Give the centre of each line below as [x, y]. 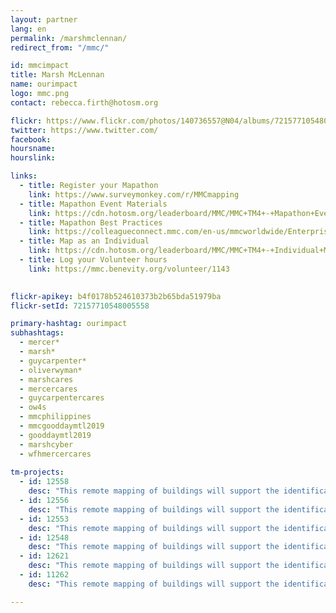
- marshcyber [46, 444]
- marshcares [46, 379]
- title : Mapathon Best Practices [91, 222]
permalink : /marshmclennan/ [69, 38]
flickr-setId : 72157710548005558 [80, 306]
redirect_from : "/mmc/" [60, 47]
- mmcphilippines [55, 417]
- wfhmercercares [55, 454]
